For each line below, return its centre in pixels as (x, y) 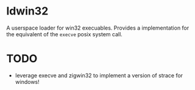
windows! (27, 82)
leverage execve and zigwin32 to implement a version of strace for (99, 75)
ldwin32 (27, 11)
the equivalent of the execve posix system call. (65, 34)
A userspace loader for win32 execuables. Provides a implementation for (98, 28)
